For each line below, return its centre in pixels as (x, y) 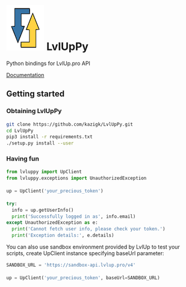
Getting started (36, 94)
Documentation (25, 75)
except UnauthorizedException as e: (52, 223)
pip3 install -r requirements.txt (50, 137)
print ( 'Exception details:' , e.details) (63, 236)
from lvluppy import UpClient (44, 172)
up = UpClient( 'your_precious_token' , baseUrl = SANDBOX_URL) (83, 278)
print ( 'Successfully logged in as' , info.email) (74, 216)
